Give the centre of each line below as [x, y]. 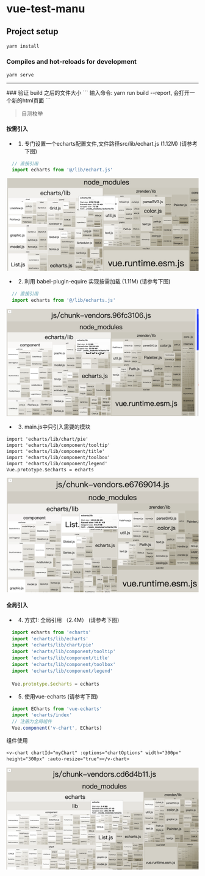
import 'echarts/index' [42, 715]
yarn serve [20, 75]
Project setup [33, 32]
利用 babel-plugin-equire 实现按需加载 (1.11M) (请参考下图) [97, 281]
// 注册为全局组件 [32, 722]
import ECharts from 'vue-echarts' [57, 709]
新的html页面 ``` [31, 100]
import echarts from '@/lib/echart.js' [63, 170]
